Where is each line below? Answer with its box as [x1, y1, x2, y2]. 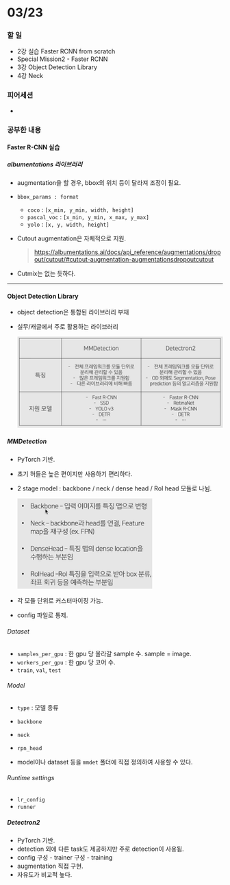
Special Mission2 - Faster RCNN [16, 55, 108, 63]
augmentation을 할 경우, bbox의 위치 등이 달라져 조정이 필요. [16, 179, 181, 187]
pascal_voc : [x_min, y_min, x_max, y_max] [27, 213, 149, 221]
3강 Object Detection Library [16, 63, 98, 71]
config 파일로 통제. [16, 611, 68, 619]
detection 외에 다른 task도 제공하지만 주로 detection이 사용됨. [16, 845, 185, 853]
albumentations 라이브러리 [7, 160, 83, 169]
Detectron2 [7, 818, 40, 826]
